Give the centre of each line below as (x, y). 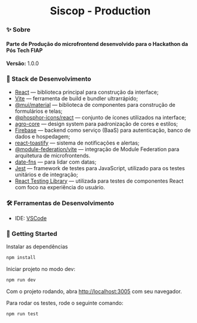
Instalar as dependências (37, 247)
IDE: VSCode (31, 218)
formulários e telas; (39, 111)
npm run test (22, 314)
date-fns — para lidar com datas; (56, 162)
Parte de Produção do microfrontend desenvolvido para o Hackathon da (97, 44)
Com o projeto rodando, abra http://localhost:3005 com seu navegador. (94, 291)
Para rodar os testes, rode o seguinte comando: (65, 303)
